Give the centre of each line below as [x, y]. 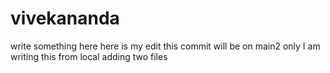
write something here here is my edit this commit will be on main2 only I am [165, 46]
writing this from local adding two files [89, 56]
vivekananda [65, 18]
